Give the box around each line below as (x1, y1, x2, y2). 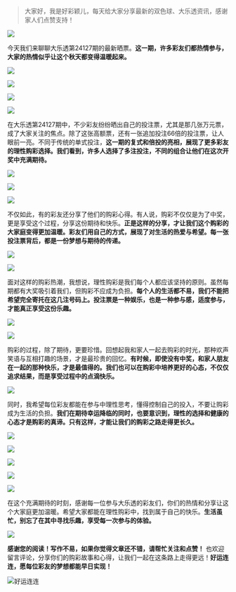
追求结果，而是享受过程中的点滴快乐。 (7, 372, 118, 380)
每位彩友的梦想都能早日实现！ (25, 562, 112, 570)
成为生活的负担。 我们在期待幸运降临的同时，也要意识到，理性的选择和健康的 (7, 409, 229, 417)
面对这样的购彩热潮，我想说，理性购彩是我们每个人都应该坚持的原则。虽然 (7, 278, 223, 286)
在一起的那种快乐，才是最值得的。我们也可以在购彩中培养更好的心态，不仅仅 (7, 363, 229, 372)
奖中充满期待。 (7, 156, 51, 164)
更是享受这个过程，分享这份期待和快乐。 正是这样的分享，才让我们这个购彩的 (7, 219, 229, 227)
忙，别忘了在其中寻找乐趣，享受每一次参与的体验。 (7, 517, 155, 524)
